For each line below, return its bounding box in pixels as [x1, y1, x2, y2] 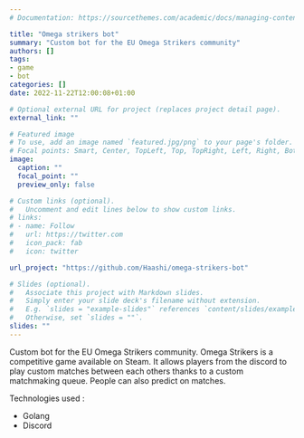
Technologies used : [9, 393, 85, 404]
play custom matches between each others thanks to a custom [9, 366, 244, 376]
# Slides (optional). [9, 280, 91, 289]
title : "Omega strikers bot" [9, 29, 119, 39]
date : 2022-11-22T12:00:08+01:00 [9, 88, 136, 98]
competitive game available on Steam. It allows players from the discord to [9, 356, 288, 367]
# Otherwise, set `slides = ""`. [9, 313, 144, 322]
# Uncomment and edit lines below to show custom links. [9, 205, 237, 214]
